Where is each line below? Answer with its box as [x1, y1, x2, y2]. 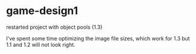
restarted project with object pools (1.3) [6, 23, 103, 31]
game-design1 [6, 4, 78, 18]
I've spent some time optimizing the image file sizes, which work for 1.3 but [6, 35, 190, 42]
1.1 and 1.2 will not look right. [6, 41, 75, 48]
